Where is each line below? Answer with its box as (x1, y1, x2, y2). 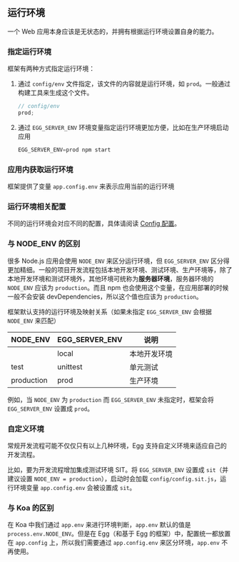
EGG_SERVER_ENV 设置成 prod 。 (7, 404, 94, 413)
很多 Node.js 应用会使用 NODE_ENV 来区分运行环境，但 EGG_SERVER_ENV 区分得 (7, 256, 230, 265)
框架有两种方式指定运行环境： (7, 64, 95, 73)
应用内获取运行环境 (7, 164, 73, 174)
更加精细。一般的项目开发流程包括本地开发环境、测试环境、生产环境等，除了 (7, 265, 233, 274)
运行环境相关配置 (7, 201, 66, 211)
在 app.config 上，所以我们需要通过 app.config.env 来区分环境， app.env (7, 538, 220, 547)
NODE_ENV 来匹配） (7, 316, 61, 325)
